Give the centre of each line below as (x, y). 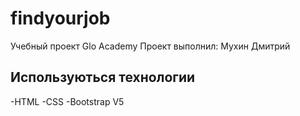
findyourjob (60, 18)
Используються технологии (103, 77)
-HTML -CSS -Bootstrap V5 (67, 101)
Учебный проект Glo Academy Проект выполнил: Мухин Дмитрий (150, 46)
